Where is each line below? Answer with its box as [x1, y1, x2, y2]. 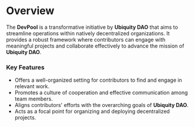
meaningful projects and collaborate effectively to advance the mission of [6, 42, 185, 49]
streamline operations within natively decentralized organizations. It [6, 29, 170, 36]
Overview [6, 4, 55, 18]
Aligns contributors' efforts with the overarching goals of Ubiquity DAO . [14, 102, 189, 109]
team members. [14, 95, 53, 102]
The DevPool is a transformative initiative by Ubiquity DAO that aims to [6, 24, 178, 31]
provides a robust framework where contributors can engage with [6, 36, 166, 43]
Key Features [6, 63, 45, 71]
